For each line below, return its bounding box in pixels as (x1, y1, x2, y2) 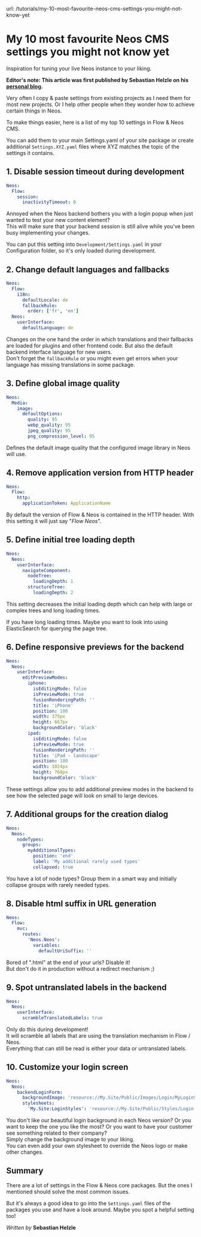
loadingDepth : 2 (32, 589, 74, 595)
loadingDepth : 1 (32, 579, 74, 585)
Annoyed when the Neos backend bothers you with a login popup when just (6, 210, 193, 217)
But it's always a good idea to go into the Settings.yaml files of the (6, 1199, 170, 1206)
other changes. (6, 1148, 44, 1156)
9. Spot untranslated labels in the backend (6, 983, 167, 993)
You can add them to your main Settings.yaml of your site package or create (6, 136, 194, 144)
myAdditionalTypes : (28, 847, 77, 853)
